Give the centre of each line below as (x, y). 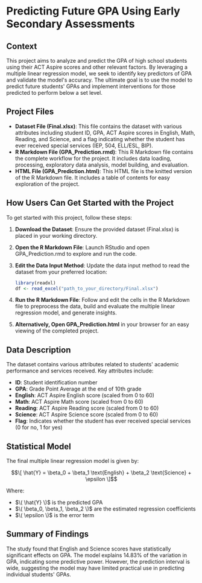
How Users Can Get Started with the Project (90, 203)
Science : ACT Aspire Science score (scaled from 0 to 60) (87, 415)
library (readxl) (35, 283)
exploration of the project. (47, 184)
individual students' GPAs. (39, 574)
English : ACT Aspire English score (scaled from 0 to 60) (85, 395)
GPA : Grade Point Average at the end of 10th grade (78, 389)
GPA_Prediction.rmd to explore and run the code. (76, 253)
